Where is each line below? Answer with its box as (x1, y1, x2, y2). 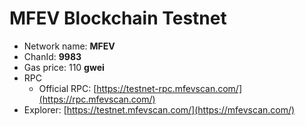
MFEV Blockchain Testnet (9, 7, 227, 30)
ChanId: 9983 (23, 50, 82, 62)
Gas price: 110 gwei (23, 61, 105, 73)
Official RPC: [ (38, 82, 97, 94)
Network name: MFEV (23, 40, 116, 52)
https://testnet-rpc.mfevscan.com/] (96, 82, 243, 94)
